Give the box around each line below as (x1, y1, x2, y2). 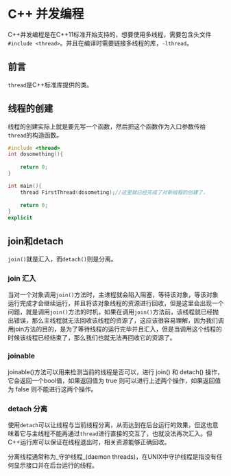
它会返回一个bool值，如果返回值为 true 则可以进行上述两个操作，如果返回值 (8, 376, 221, 385)
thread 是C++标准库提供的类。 (8, 80, 93, 89)
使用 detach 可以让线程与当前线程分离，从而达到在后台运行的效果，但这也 (8, 420, 212, 429)
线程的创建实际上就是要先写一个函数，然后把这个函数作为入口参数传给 (8, 122, 206, 131)
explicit (8, 215, 33, 221)
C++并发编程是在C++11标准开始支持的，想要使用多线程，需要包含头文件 (8, 30, 212, 39)
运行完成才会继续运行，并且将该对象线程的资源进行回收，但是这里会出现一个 (8, 299, 224, 307)
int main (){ (8, 182, 42, 189)
